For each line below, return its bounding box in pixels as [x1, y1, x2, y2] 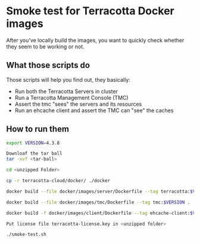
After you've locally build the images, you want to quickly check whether [6, 36, 185, 44]
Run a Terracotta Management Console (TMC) [14, 94, 129, 101]
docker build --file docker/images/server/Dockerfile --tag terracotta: [6, 188, 190, 195]
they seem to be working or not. [6, 43, 85, 50]
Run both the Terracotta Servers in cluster [14, 88, 118, 95]
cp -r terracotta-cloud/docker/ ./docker [6, 178, 111, 184]
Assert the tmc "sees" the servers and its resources [14, 100, 142, 107]
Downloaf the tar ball [6, 150, 62, 156]
